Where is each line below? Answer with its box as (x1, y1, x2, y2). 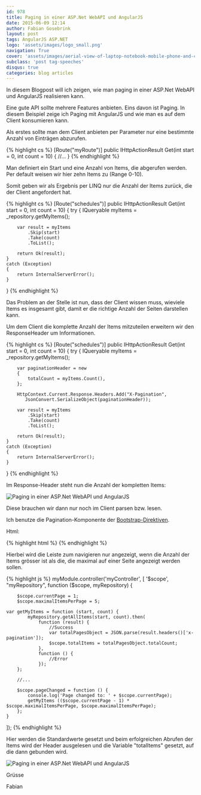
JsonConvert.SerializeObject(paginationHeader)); (25, 397, 151, 403)
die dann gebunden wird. (6, 748, 68, 756)
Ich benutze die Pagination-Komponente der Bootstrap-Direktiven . (6, 516, 170, 524)
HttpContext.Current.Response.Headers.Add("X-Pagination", (17, 392, 167, 398)
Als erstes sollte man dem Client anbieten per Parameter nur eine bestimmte (6, 129, 194, 136)
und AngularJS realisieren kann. (6, 93, 85, 100)
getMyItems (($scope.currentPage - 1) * (28, 698, 130, 704)
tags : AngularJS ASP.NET (6, 36, 68, 42)
